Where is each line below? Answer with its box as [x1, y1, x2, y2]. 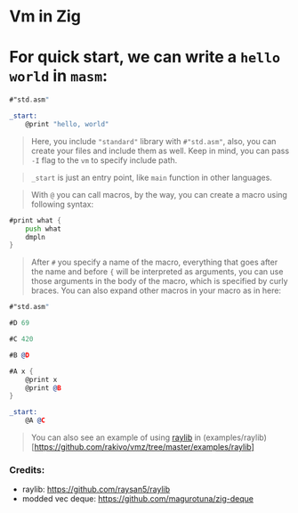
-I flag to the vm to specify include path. [30, 154, 178, 166]
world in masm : [9, 66, 109, 86]
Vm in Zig [9, 6, 82, 27]
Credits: [9, 463, 45, 476]
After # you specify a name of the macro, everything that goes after [30, 256, 278, 268]
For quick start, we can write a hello [9, 47, 281, 68]
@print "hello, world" [25, 119, 109, 128]
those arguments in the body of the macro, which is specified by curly [30, 276, 288, 287]
